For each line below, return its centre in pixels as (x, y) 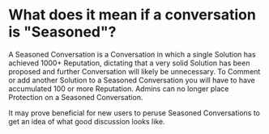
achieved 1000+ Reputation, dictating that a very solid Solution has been (129, 63)
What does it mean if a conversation (132, 15)
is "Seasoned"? (62, 32)
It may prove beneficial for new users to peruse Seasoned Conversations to (134, 113)
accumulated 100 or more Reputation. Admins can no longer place (119, 88)
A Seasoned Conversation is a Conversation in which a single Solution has (132, 54)
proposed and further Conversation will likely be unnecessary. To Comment (134, 71)
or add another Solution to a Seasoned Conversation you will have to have (132, 80)
